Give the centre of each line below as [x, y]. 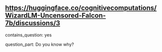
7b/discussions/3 [33, 23]
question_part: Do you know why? [40, 44]
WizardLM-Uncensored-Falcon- [55, 16]
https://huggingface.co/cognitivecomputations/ [81, 8]
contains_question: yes [28, 35]
